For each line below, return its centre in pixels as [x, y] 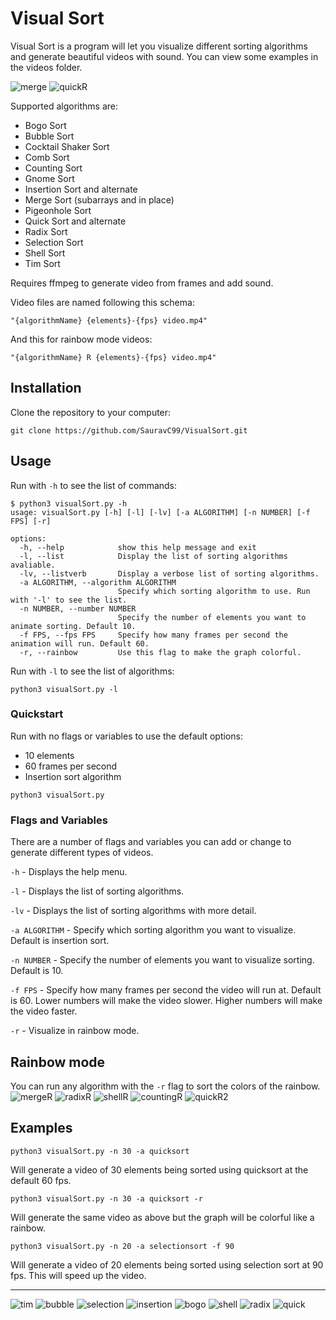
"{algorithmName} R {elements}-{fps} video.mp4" [113, 357]
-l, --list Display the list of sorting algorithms [153, 556]
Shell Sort [45, 253]
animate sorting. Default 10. [73, 626]
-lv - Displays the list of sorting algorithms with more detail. [133, 911]
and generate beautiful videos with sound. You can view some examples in [164, 56]
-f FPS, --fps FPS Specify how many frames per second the [153, 635]
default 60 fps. [41, 1180]
